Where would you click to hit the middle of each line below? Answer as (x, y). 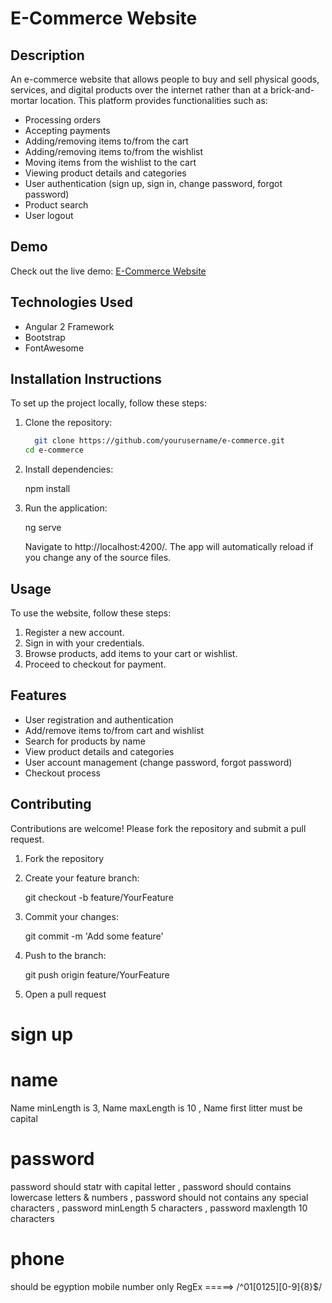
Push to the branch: (65, 955)
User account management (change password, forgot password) (158, 762)
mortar (24, 100)
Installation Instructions (86, 379)
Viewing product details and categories (105, 173)
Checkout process (62, 773)
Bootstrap (45, 337)
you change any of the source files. (98, 558)
